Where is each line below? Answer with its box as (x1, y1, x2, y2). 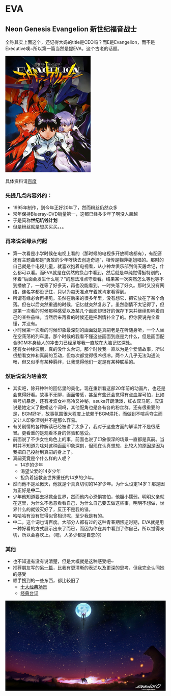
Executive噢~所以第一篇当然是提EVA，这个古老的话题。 (5, 45, 122, 51)
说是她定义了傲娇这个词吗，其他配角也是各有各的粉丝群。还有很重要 (12, 404, 156, 410)
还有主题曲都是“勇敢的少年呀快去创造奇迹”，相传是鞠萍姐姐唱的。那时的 (12, 256, 164, 263)
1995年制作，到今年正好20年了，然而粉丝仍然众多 (12, 204, 118, 211)
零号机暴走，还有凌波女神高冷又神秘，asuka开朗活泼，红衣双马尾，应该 (12, 398, 164, 404)
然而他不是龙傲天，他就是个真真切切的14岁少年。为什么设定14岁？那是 (12, 480, 161, 487)
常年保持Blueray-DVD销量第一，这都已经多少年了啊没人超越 (12, 211, 138, 217)
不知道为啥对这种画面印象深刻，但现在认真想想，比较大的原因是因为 (21, 442, 164, 449)
